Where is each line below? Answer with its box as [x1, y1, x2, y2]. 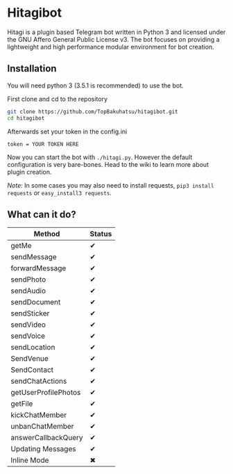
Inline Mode [10, 455, 49, 465]
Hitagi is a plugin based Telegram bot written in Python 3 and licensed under [7, 28, 226, 36]
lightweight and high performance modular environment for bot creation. [7, 42, 215, 51]
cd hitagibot [7, 115, 45, 122]
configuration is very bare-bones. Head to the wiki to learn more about [7, 160, 209, 168]
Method [33, 229, 60, 239]
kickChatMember [10, 410, 67, 420]
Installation [7, 63, 57, 74]
